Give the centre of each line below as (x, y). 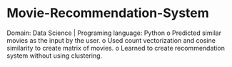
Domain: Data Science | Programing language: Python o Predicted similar (114, 33)
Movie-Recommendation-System (108, 13)
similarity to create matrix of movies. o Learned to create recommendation (116, 48)
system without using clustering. (55, 56)
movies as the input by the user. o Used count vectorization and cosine (111, 40)
